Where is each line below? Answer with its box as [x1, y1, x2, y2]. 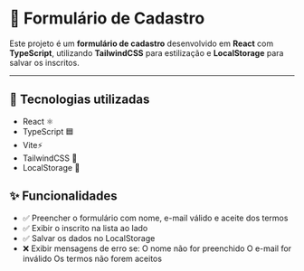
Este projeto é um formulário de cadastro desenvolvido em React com [9, 38, 274, 49]
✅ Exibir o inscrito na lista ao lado [22, 222, 148, 233]
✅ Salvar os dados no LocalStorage [22, 232, 156, 243]
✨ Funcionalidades [9, 189, 118, 204]
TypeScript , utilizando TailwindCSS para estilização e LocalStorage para [9, 47, 284, 58]
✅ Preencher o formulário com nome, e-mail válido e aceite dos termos [22, 212, 289, 223]
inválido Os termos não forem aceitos [22, 253, 163, 264]
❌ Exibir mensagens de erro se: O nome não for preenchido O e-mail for [22, 243, 292, 254]
